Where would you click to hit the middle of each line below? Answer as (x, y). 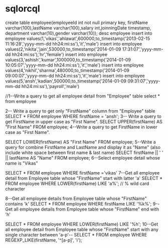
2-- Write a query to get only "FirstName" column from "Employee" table (80, 111)
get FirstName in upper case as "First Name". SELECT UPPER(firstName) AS (84, 121)
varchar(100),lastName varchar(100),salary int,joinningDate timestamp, (78, 27)
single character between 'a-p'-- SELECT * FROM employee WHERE (76, 234)
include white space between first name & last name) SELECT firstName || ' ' (84, 152)
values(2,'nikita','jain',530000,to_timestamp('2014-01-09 (63, 49)
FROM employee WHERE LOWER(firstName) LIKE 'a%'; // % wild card (77, 183)
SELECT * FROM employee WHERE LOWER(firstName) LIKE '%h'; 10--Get (82, 224)
